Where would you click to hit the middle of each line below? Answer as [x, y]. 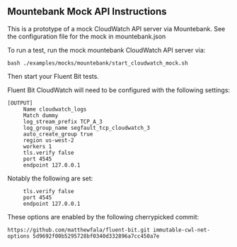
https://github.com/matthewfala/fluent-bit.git [79, 230]
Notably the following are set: [50, 178]
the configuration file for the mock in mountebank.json [87, 36]
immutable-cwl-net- [182, 230]
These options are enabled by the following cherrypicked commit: [103, 216]
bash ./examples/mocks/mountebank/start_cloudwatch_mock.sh [98, 63]
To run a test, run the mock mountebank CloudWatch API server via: [106, 50]
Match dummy [41, 115]
